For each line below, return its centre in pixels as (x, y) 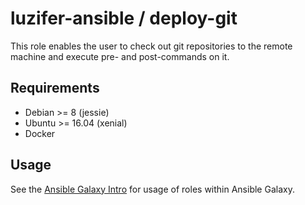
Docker (40, 133)
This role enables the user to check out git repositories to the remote (151, 46)
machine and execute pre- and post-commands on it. (120, 56)
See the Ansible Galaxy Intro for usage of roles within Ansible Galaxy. (152, 189)
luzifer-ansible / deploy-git (124, 18)
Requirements (55, 88)
